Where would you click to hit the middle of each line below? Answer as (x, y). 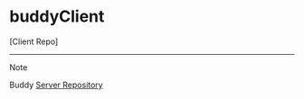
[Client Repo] (34, 41)
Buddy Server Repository (56, 85)
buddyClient (57, 17)
